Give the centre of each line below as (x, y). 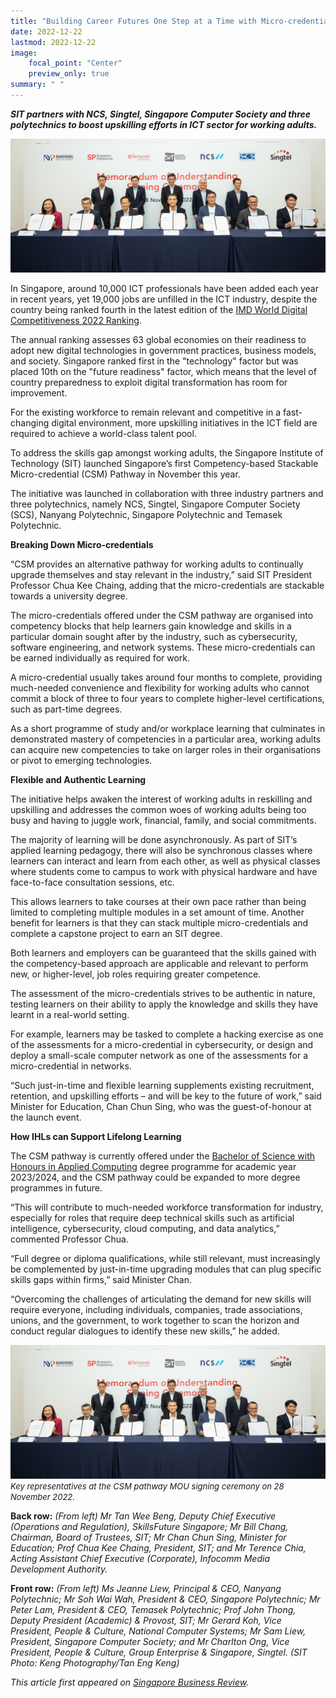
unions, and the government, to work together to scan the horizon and (155, 1320)
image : (24, 53)
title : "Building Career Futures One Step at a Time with (133, 21)
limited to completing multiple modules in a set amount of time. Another (157, 912)
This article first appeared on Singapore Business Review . (130, 1682)
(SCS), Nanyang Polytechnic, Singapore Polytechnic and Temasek (146, 514)
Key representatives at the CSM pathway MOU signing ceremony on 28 (147, 1486)
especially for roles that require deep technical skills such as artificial (152, 1217)
